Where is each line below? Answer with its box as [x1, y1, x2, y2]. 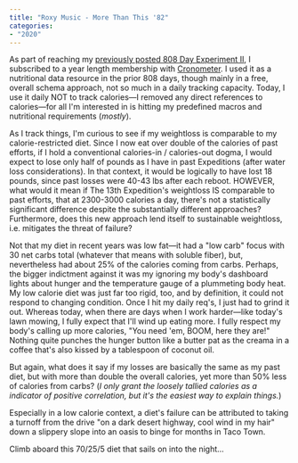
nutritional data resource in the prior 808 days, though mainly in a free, [9, 73, 269, 84]
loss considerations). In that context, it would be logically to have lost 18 [9, 166, 273, 177]
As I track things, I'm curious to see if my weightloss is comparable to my [9, 128, 278, 139]
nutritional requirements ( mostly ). [9, 111, 132, 121]
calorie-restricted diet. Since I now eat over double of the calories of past [9, 137, 278, 148]
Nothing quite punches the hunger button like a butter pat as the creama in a [9, 335, 290, 346]
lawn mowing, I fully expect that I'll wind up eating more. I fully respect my [9, 316, 282, 327]
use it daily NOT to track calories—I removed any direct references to [9, 92, 263, 103]
